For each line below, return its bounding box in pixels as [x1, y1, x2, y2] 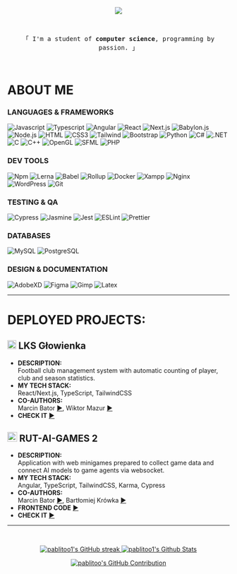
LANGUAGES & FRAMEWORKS [7, 107, 114, 117]
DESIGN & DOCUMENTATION [7, 265, 108, 275]
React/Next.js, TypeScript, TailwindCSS [17, 388, 133, 397]
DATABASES [7, 231, 51, 240]
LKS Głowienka [18, 340, 87, 352]
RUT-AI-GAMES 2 [18, 433, 98, 445]
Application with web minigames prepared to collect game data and [17, 459, 214, 467]
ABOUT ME [7, 82, 74, 98]
